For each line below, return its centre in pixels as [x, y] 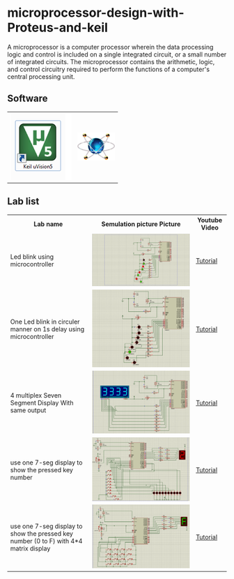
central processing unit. [41, 76]
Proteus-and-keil [57, 28]
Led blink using [32, 257]
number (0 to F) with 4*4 [46, 541]
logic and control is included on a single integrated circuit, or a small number [117, 54]
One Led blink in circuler [45, 322]
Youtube [210, 220]
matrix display [30, 548]
